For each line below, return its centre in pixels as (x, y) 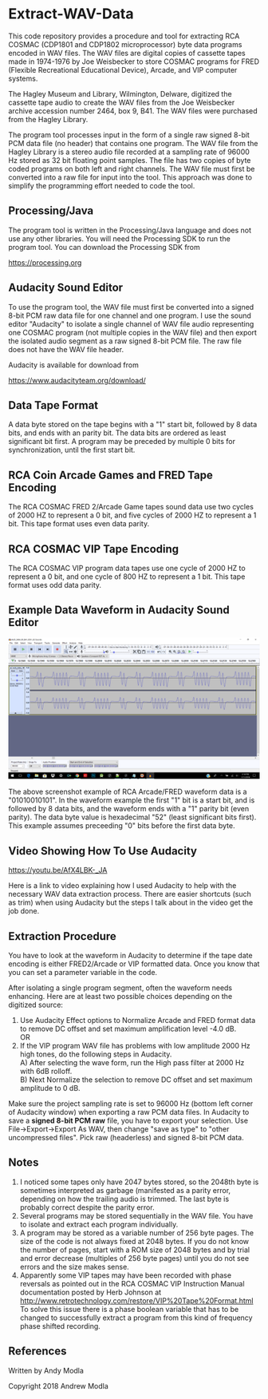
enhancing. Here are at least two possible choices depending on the (120, 996)
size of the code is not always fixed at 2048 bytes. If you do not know (134, 1241)
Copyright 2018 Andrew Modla (59, 1385)
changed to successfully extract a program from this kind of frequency (136, 1318)
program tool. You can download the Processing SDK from (104, 247)
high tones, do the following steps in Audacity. (96, 1054)
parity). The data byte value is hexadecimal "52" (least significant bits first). (132, 817)
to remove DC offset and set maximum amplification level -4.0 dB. (128, 1028)
